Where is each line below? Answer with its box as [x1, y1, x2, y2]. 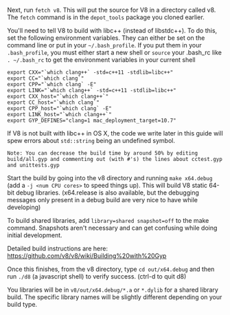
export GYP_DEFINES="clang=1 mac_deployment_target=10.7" [7, 117, 176, 124]
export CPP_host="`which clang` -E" [7, 105, 112, 112]
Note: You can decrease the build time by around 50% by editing [7, 150, 198, 157]
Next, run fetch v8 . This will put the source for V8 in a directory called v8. [7, 6, 216, 14]
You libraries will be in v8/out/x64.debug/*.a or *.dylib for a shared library [7, 285, 218, 294]
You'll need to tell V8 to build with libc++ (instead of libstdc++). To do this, [7, 27, 218, 34]
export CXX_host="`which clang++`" [7, 93, 109, 100]
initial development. [7, 231, 63, 239]
